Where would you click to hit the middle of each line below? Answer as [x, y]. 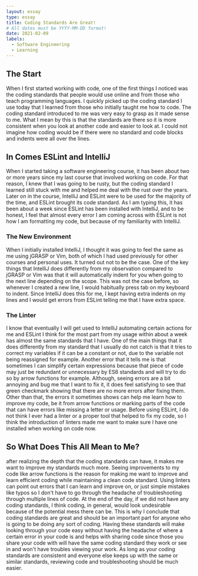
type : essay [21, 17]
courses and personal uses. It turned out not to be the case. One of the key [97, 262]
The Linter [21, 315]
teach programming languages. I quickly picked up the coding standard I [94, 100]
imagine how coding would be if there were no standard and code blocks [95, 132]
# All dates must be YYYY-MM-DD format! [57, 28]
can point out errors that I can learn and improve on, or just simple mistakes [98, 486]
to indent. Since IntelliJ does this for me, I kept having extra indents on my [96, 294]
